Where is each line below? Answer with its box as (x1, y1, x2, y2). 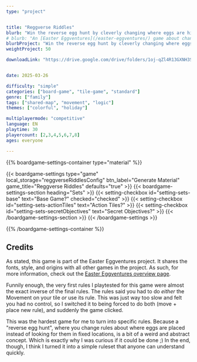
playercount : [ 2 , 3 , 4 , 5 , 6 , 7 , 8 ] (6, 132, 80, 138)
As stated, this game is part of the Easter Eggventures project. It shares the (6, 258, 188, 265)
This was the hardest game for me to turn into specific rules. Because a (6, 318, 179, 325)
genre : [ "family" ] (6, 94, 51, 100)
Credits (6, 242, 34, 252)
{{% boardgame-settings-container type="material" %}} (6, 159, 142, 166)
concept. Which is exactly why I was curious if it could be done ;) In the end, (6, 337, 191, 344)
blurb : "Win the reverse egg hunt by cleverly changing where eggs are (6, 30, 185, 36)
